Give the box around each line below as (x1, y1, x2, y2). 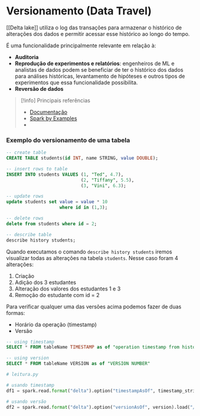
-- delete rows (6, 215, 44, 222)
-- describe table (6, 231, 52, 237)
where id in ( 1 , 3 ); (59, 204, 108, 210)
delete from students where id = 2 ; (6, 221, 97, 227)
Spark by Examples (29, 115, 77, 122)
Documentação (29, 108, 67, 115)
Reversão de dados (14, 85, 64, 92)
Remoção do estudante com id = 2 (14, 291, 100, 298)
